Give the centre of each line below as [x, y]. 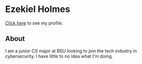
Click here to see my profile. [34, 23]
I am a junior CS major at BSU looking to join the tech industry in [71, 50]
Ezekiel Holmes [38, 9]
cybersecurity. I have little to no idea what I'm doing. [59, 56]
